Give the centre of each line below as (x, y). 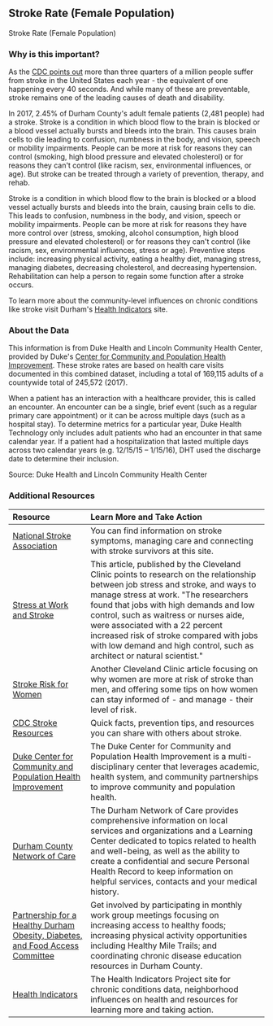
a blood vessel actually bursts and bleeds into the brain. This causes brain (132, 131)
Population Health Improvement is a (158, 756)
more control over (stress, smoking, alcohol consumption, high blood (124, 233)
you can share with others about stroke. (166, 733)
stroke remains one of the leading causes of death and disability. (117, 98)
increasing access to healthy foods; (158, 925)
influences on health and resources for (164, 999)
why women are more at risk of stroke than (172, 679)
